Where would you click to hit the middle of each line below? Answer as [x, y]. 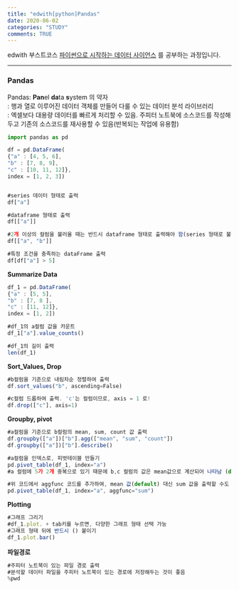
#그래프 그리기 [25, 518]
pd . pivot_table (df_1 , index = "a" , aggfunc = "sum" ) [81, 491]
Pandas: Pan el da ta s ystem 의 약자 [58, 97]
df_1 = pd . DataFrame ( [39, 287]
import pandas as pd [38, 137]
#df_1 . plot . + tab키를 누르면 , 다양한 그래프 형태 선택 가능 [87, 524]
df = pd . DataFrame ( [36, 150]
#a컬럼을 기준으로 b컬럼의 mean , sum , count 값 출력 [78, 432]
